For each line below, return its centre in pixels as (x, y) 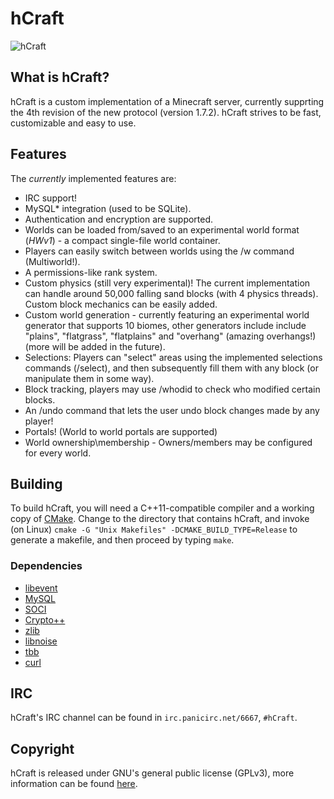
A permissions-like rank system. (91, 272)
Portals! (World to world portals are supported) (121, 431)
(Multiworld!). (52, 261)
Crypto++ (45, 619)
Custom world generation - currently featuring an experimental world (167, 314)
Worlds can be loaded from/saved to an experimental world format (162, 229)
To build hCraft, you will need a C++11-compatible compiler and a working (162, 508)
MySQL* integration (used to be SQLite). (108, 208)
